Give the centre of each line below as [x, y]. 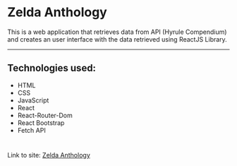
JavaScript [33, 100]
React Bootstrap [41, 123]
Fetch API [31, 130]
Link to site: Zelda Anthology [49, 155]
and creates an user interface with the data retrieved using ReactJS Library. [117, 39]
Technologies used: [52, 68]
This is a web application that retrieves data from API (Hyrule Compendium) [117, 32]
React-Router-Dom [45, 115]
